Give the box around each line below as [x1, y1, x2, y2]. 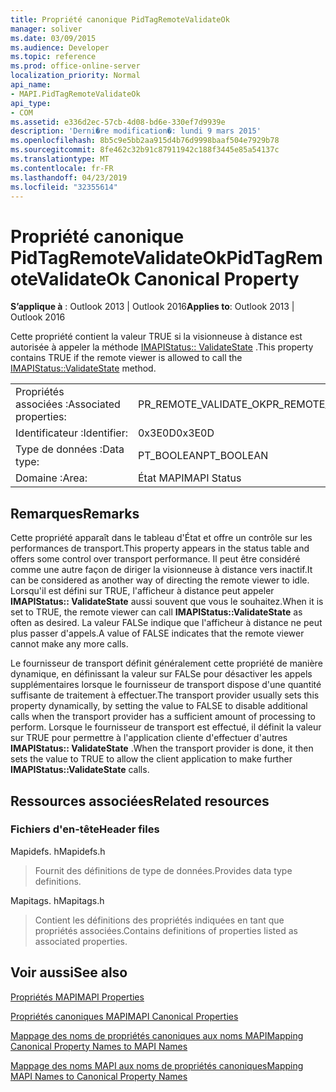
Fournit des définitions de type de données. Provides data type [34, 864, 293, 876]
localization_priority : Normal [10, 71, 141, 81]
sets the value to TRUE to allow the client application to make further [10, 753, 293, 765]
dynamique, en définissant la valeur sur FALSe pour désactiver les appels [10, 668, 313, 680]
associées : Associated [15, 397, 121, 411]
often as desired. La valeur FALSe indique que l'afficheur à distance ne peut [10, 617, 323, 629]
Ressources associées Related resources [10, 792, 270, 810]
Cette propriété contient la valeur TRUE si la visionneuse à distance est [10, 331, 303, 343]
